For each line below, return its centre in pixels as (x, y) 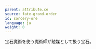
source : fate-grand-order (31, 14)
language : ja (18, 23)
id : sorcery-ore (21, 18)
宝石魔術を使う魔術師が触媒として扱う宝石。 (49, 42)
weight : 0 (15, 27)
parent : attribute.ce (27, 9)
